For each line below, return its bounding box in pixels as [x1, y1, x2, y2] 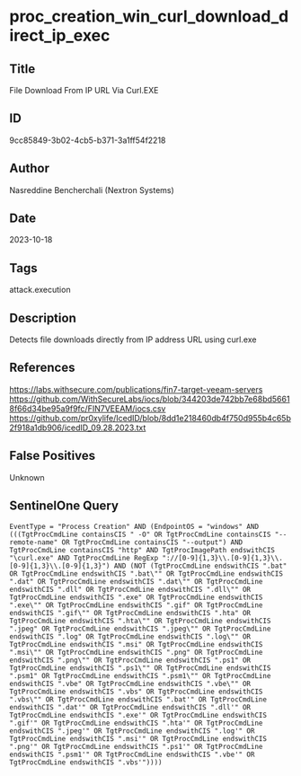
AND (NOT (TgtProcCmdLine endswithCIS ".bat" [113, 561, 288, 570]
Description [9, 310, 76, 325]
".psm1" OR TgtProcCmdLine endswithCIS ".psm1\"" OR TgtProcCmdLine [9, 671, 271, 680]
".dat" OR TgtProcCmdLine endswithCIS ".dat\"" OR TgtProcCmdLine [9, 577, 263, 586]
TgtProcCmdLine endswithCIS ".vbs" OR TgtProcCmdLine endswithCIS [9, 687, 263, 696]
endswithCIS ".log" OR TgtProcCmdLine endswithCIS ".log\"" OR [9, 631, 252, 641]
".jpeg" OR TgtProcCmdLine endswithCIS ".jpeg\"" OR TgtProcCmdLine [9, 624, 271, 633]
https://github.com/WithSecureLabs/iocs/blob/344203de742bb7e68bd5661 [9, 393, 290, 404]
